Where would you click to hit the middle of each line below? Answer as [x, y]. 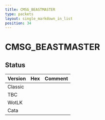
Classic [16, 87]
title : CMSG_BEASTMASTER [30, 9]
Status [15, 65]
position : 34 [18, 23]
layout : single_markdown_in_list [39, 18]
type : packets [19, 14]
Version [17, 79]
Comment [56, 79]
